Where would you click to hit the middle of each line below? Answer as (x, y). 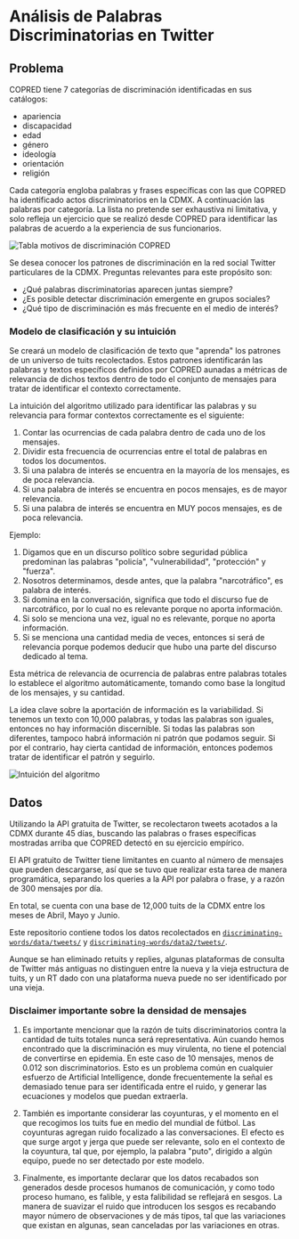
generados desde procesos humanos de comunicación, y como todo (149, 1187)
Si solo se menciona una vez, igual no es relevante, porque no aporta (149, 619)
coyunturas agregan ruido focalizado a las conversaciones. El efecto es (153, 1132)
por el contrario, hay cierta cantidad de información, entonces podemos (141, 748)
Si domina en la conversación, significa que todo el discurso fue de (145, 599)
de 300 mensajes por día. (56, 889)
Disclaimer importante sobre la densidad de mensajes (128, 1011)
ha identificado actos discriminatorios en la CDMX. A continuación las (137, 200)
